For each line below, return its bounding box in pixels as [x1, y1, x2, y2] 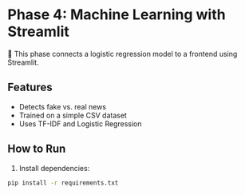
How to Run [7, 142, 66, 156]
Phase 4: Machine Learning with [7, 6, 226, 24]
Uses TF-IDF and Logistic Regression [18, 118, 142, 129]
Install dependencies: [18, 163, 90, 173]
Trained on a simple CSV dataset [18, 110, 127, 120]
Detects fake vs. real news [18, 101, 107, 111]
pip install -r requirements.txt [7, 178, 119, 187]
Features [7, 81, 53, 94]
